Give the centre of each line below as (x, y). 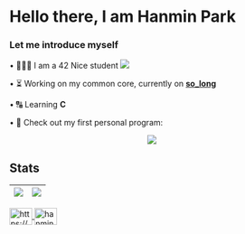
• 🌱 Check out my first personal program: (86, 123)
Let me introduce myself (64, 45)
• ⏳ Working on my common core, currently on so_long (113, 84)
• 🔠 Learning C (38, 105)
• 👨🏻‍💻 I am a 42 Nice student (64, 66)
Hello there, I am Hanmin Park (123, 17)
